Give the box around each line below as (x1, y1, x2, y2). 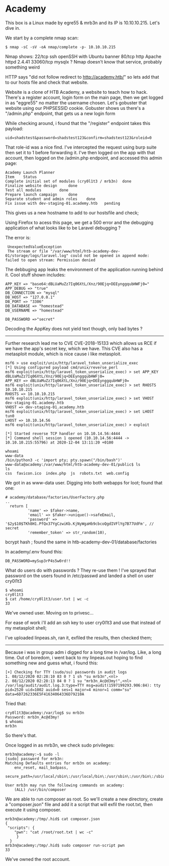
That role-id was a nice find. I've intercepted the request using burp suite (5, 144, 157, 150)
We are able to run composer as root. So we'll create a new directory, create (5, 796, 163, 802)
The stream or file (7, 249, 49, 254)
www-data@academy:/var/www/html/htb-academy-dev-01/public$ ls (5, 462, 141, 467)
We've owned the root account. (5, 856, 70, 862)
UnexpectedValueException (7, 244, 62, 250)
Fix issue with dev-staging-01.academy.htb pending (5, 201, 121, 206)
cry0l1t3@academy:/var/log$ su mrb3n (5, 710, 84, 715)
